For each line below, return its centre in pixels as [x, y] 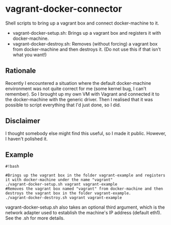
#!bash [12, 167]
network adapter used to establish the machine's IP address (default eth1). [83, 213]
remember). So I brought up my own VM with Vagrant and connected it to [82, 94]
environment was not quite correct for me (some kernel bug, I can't [76, 88]
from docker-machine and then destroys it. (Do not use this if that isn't [87, 49]
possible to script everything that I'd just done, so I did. [63, 105]
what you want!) [30, 55]
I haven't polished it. [27, 139]
